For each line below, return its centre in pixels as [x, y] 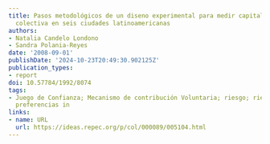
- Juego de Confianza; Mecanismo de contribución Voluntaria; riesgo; [129, 98]
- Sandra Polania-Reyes [48, 46]
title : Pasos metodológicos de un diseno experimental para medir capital [136, 16]
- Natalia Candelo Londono [53, 38]
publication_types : [41, 68]
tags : [17, 90]
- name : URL [28, 120]
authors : [23, 30]
